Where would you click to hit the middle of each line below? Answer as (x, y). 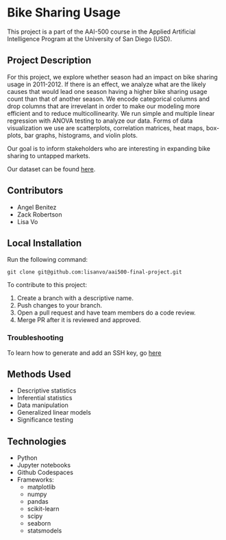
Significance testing (45, 420)
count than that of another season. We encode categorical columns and (109, 99)
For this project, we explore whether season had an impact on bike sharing (112, 77)
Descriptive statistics (47, 391)
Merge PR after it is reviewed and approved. (79, 320)
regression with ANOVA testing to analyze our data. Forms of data (100, 121)
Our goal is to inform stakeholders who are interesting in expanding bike (109, 148)
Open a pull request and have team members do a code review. (106, 312)
